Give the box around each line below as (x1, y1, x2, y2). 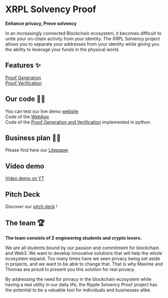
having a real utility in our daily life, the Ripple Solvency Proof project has (5, 281, 158, 287)
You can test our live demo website (5, 108, 78, 114)
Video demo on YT (5, 175, 45, 181)
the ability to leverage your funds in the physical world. (5, 46, 120, 52)
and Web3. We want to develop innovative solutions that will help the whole (5, 250, 162, 256)
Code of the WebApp (5, 113, 49, 120)
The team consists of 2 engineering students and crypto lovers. (5, 235, 142, 241)
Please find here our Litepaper (5, 147, 69, 153)
